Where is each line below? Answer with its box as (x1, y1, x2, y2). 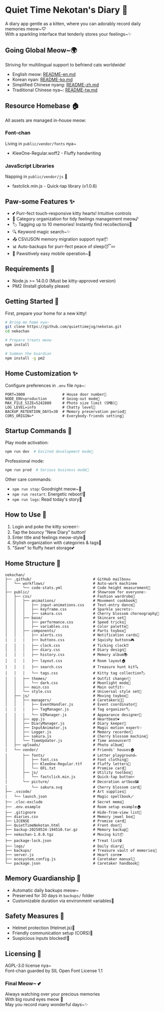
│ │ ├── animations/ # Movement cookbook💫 (5, 598, 137, 603)
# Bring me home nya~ (5, 320, 50, 325)
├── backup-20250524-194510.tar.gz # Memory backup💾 (5, 827, 129, 832)
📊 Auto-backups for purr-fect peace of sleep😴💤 (12, 243, 115, 249)
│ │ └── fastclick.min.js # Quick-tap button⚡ (5, 774, 135, 779)
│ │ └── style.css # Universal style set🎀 (5, 689, 141, 694)
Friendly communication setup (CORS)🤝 (12, 930, 93, 936)
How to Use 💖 (5, 511, 47, 519)
